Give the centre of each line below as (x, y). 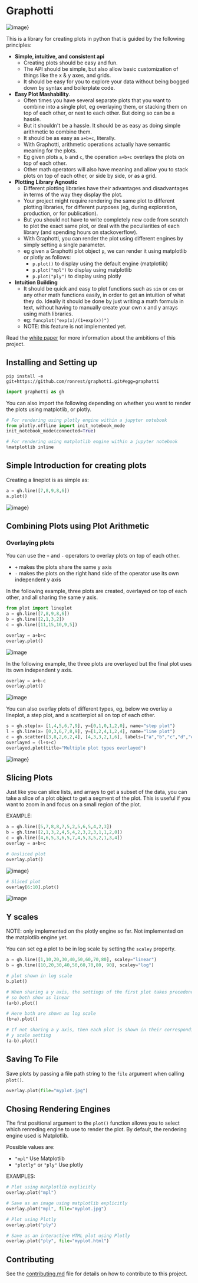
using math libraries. (48, 314)
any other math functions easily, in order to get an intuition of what (104, 295)
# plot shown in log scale (39, 976)
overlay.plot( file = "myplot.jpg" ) (47, 1090)
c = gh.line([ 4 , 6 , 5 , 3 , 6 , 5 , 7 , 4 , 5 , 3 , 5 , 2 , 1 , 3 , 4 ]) (64, 838)
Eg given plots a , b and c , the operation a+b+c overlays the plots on (104, 157)
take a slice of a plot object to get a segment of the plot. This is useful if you (98, 798)
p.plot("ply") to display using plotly (77, 276)
